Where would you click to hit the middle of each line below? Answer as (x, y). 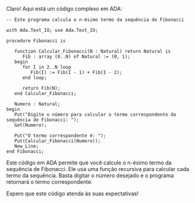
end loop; (34, 78)
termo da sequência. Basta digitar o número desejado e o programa (90, 175)
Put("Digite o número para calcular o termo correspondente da (95, 114)
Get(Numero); (30, 125)
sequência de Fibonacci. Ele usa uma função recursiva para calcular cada (98, 169)
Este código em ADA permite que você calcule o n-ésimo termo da (89, 163)
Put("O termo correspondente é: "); (60, 136)
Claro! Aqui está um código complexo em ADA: (64, 9)
